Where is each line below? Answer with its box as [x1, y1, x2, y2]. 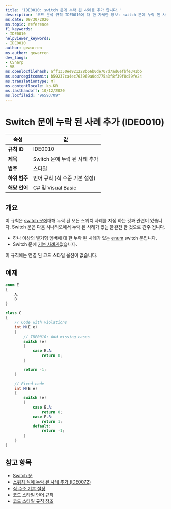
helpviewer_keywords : [5, 36, 51, 41]
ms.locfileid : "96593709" [5, 93, 60, 98]
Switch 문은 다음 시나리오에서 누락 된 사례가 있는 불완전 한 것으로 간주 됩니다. [12, 224, 166, 230]
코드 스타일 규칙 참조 [12, 498, 54, 504]
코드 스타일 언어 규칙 [12, 492, 54, 498]
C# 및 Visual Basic [33, 184, 77, 191]
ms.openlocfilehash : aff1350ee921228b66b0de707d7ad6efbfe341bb [5, 69, 142, 74]
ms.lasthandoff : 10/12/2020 [5, 88, 65, 93]
